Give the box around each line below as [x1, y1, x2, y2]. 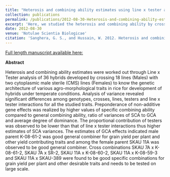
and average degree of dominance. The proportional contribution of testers [5, 117, 162, 123]
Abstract [5, 59, 24, 65]
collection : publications [5, 12, 60, 17]
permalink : [5, 17, 28, 22]
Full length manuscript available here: [5, 49, 83, 56]
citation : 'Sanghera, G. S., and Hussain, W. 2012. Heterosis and [5, 36, 148, 41]
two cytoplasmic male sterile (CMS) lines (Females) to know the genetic [5, 79, 155, 86]
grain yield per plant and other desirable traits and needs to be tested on [5, 160, 156, 166]
